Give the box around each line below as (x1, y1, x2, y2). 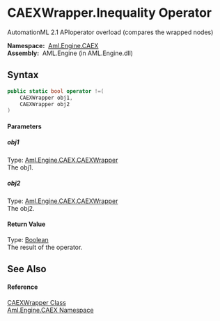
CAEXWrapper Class (7, 298, 66, 306)
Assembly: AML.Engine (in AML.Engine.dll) (7, 49, 134, 57)
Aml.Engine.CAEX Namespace (7, 306, 94, 314)
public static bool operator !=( (7, 87, 104, 95)
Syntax (7, 69, 39, 81)
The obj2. (7, 204, 35, 212)
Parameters (7, 122, 42, 130)
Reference (7, 283, 38, 291)
